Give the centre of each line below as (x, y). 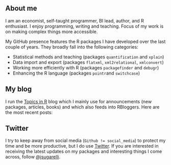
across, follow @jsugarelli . (33, 157)
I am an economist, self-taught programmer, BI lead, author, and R (75, 20)
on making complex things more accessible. (52, 31)
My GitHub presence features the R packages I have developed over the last (86, 41)
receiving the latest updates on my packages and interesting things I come (84, 151)
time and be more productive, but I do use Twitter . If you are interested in (82, 146)
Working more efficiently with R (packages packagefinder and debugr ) (86, 67)
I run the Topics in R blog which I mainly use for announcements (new (79, 101)
